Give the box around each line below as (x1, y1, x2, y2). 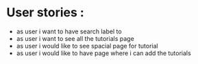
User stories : (6, 5, 85, 20)
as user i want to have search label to (16, 27, 122, 35)
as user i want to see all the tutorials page (16, 34, 134, 42)
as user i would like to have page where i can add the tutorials (16, 49, 191, 57)
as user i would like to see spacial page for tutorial (16, 42, 158, 50)
